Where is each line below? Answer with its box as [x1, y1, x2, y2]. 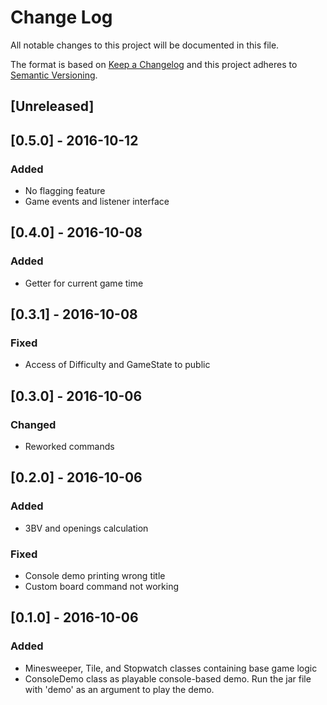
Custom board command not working [24, 581, 180, 593]
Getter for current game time [24, 277, 144, 289]
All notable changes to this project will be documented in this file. [10, 39, 280, 51]
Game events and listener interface [24, 196, 170, 208]
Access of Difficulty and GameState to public [24, 359, 211, 371]
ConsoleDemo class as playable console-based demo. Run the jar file [24, 672, 312, 685]
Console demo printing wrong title [24, 570, 166, 582]
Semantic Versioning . [10, 69, 98, 81]
